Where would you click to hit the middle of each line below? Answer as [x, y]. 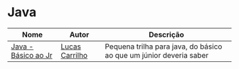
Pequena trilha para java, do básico [164, 46]
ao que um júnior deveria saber [157, 55]
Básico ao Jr [32, 55]
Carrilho [74, 55]
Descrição [167, 34]
